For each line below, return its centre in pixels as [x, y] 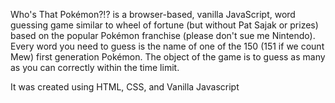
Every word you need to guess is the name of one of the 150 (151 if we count [167, 46]
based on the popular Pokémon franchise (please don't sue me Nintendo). [163, 35]
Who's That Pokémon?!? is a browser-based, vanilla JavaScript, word [153, 14]
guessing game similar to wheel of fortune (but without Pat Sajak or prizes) [164, 25]
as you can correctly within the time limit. [95, 67]
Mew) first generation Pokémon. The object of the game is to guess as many [168, 57]
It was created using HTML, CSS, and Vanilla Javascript [125, 87]
